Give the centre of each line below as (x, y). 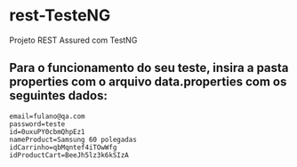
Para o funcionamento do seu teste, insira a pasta (149, 68)
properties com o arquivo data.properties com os (148, 82)
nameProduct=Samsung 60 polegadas (73, 139)
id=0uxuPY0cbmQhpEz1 (48, 131)
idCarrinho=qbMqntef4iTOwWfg (63, 147)
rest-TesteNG (60, 16)
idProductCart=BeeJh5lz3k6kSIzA (69, 155)
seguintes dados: (59, 95)
